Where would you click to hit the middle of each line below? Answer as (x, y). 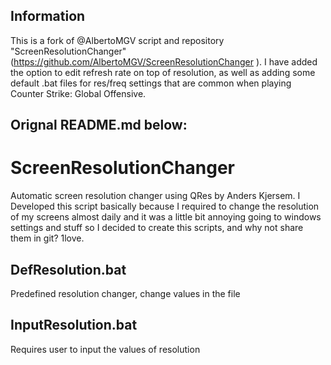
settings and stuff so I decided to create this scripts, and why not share (157, 228)
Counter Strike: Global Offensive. (78, 93)
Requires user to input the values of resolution (105, 349)
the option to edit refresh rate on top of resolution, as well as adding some (163, 72)
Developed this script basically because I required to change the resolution (165, 206)
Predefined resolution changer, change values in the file (125, 293)
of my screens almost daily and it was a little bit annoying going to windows (166, 217)
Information (48, 16)
